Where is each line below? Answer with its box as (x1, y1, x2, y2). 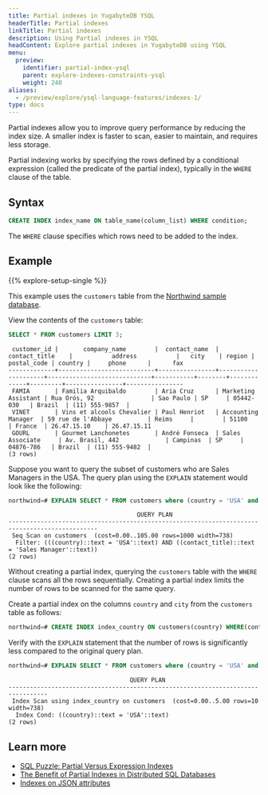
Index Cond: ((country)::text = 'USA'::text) (15, 711, 170, 720)
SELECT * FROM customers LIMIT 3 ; (8, 330, 124, 338)
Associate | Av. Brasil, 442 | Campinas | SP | (8, 436, 245, 444)
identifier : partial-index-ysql (22, 64, 130, 72)
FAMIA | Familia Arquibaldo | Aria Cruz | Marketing (11, 387, 255, 395)
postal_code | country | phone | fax (8, 359, 183, 367)
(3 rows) (8, 449, 37, 458)
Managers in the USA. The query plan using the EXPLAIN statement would (8, 473, 248, 482)
